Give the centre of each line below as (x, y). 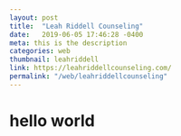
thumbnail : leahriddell (54, 59)
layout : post (34, 18)
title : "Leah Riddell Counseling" (76, 26)
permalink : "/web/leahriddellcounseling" (89, 77)
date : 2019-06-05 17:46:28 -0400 (76, 34)
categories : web (40, 51)
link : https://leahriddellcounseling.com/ (90, 68)
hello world (52, 120)
